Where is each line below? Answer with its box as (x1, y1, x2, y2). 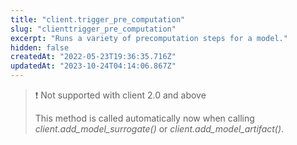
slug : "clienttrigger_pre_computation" (10, 24, 177, 34)
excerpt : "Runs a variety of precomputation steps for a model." (10, 33, 288, 43)
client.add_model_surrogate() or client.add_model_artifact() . (34, 123, 285, 135)
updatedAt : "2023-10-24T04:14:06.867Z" (10, 61, 177, 71)
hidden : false (10, 42, 70, 53)
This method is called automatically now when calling (34, 112, 255, 124)
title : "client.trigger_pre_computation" (10, 14, 186, 25)
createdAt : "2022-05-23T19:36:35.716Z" (10, 52, 177, 62)
